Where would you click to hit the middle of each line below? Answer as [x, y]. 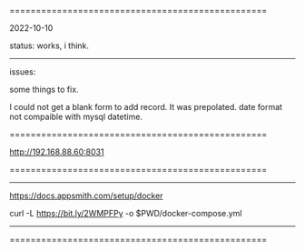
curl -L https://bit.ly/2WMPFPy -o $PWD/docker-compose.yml [126, 213]
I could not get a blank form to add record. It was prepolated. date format [146, 107]
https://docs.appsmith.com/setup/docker [86, 196]
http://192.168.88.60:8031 [57, 152]
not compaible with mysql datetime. [76, 116]
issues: [23, 72]
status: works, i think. [49, 45]
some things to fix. [44, 89]
